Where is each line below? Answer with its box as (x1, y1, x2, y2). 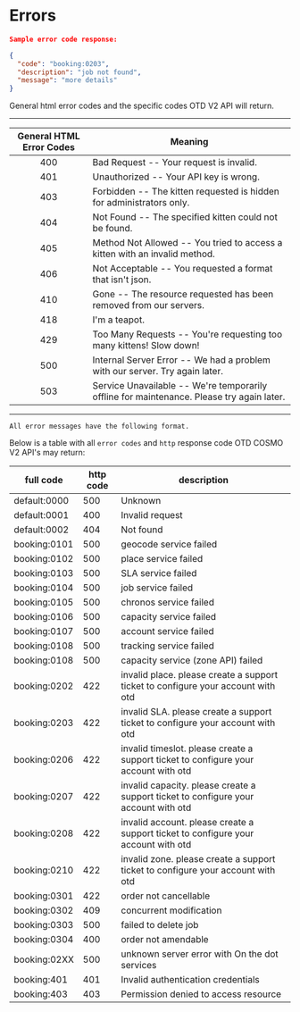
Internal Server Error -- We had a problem (92, 354, 271, 366)
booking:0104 (13, 581, 74, 594)
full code (24, 474, 63, 487)
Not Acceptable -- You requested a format (92, 263, 273, 275)
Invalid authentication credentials (120, 974, 261, 986)
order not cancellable (120, 890, 211, 902)
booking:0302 (13, 904, 74, 916)
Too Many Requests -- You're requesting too (92, 328, 283, 340)
